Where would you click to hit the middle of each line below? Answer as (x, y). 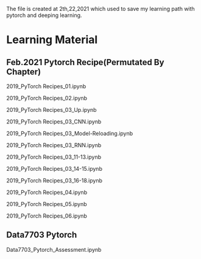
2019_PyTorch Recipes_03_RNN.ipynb (54, 145)
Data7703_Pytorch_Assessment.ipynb (54, 249)
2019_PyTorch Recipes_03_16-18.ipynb (54, 181)
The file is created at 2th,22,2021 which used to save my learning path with (100, 9)
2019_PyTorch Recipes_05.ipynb (47, 204)
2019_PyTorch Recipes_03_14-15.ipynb (54, 169)
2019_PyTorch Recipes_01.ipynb (46, 86)
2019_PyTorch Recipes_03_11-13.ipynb (54, 157)
